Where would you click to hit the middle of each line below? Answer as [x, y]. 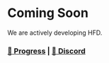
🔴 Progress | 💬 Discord [47, 51]
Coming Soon [48, 13]
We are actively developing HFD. [55, 33]
